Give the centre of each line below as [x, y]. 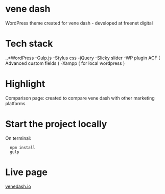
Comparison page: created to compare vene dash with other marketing [80, 98]
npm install [23, 148]
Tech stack [29, 44]
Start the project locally [56, 124]
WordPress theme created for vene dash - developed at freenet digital [79, 23]
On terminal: [18, 138]
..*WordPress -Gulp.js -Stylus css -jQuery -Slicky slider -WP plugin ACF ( [83, 58]
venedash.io [18, 186]
